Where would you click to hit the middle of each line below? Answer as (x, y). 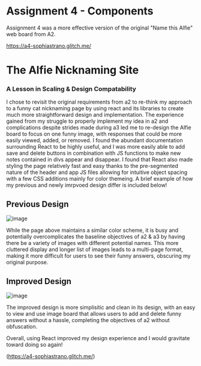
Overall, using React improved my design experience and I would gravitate (98, 338)
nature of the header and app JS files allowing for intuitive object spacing (97, 172)
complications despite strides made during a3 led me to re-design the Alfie (99, 128)
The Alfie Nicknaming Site (73, 70)
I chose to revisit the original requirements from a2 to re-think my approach (99, 102)
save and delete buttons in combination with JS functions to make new (94, 153)
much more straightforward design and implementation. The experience (95, 115)
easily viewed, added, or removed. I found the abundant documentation (94, 140)
